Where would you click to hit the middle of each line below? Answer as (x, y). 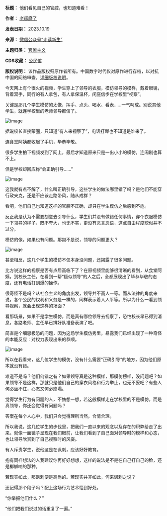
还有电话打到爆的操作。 (38, 283)
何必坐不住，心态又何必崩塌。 (36, 389)
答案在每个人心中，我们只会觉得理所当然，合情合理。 (60, 416)
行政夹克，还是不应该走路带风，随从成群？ (49, 195)
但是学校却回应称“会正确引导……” (39, 169)
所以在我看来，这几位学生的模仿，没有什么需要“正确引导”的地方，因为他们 (81, 359)
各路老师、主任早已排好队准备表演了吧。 (55, 322)
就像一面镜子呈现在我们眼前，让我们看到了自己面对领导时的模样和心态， (88, 433)
